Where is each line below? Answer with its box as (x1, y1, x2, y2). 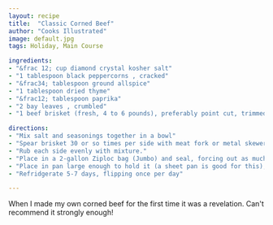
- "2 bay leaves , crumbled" (8, 102, 107, 110)
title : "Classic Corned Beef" (8, 19, 115, 28)
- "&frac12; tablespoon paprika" (8, 94, 122, 102)
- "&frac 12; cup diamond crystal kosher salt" (8, 64, 173, 73)
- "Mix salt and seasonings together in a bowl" (8, 132, 176, 141)
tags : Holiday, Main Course (8, 42, 104, 50)
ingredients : (8, 57, 53, 65)
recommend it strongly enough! (8, 208, 114, 218)
